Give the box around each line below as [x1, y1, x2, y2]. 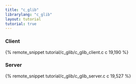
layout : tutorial [5, 16, 41, 21]
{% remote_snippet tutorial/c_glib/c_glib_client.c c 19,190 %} [5, 49, 129, 55]
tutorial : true [5, 21, 37, 26]
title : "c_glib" [5, 7, 39, 12]
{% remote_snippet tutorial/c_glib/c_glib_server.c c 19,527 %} [5, 73, 131, 79]
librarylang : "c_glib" [5, 12, 52, 17]
